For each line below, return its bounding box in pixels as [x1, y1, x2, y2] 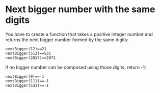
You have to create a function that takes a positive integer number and [5, 31, 153, 37]
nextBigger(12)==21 [5, 46, 47, 51]
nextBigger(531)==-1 [5, 83, 49, 88]
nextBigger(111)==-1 [5, 78, 49, 83]
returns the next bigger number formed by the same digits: [5, 37, 128, 43]
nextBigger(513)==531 [5, 51, 51, 56]
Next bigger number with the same [5, 4, 155, 15]
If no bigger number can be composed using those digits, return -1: [5, 64, 146, 70]
